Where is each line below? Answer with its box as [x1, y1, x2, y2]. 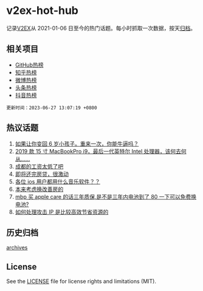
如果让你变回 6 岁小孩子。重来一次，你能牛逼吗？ [15, 140, 139, 147]
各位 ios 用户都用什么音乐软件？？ [15, 178, 100, 185]
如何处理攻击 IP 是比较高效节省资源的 [15, 208, 109, 215]
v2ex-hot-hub [6, 4, 79, 18]
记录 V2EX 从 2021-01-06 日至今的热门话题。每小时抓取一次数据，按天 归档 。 [6, 24, 196, 32]
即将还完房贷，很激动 [15, 170, 69, 178]
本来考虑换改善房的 [15, 186, 64, 193]
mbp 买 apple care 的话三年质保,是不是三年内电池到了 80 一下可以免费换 [15, 193, 197, 200]
